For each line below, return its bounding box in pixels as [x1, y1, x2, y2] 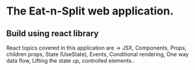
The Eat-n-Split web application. [6, 4, 174, 18]
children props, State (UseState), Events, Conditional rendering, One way [6, 51, 189, 58]
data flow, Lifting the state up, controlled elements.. [6, 57, 135, 64]
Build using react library [6, 28, 99, 39]
